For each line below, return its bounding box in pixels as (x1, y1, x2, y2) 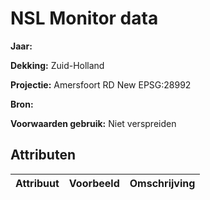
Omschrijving (129, 176, 196, 190)
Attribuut (15, 176, 60, 190)
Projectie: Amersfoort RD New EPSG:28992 (10, 78, 192, 91)
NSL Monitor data (10, 7, 159, 30)
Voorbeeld (68, 176, 120, 190)
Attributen (10, 147, 76, 164)
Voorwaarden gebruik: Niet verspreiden (10, 117, 177, 129)
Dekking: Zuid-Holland (10, 59, 105, 71)
